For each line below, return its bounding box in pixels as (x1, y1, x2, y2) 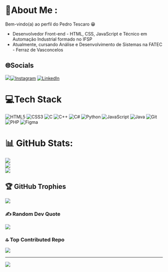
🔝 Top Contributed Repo (5, 236, 65, 243)
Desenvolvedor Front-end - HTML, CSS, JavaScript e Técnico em (12, 31, 147, 37)
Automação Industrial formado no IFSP (12, 36, 92, 42)
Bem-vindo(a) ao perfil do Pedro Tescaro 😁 (5, 21, 96, 27)
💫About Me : (5, 5, 58, 16)
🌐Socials (5, 61, 34, 70)
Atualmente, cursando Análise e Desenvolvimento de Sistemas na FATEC (12, 41, 162, 47)
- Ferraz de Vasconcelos (12, 47, 63, 53)
